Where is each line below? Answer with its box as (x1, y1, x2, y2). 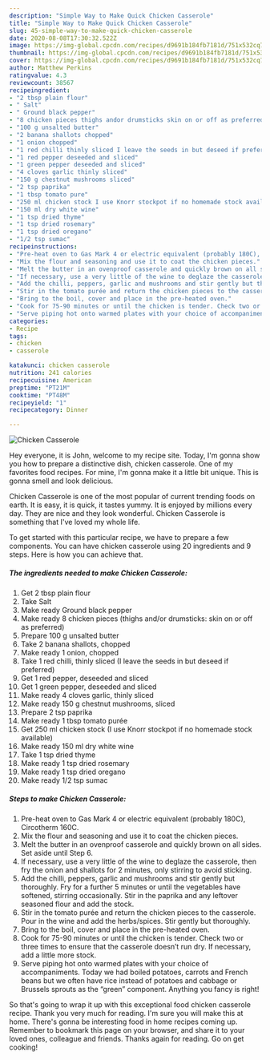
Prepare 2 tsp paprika (20, 707, 93, 717)
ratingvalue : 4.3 (9, 71, 67, 79)
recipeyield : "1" (9, 398, 67, 407)
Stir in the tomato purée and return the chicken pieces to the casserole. (20, 908, 256, 917)
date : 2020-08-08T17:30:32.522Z (9, 34, 117, 42)
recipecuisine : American (9, 376, 92, 385)
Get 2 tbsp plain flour (20, 588, 91, 598)
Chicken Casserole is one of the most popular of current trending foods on (9, 492, 256, 502)
